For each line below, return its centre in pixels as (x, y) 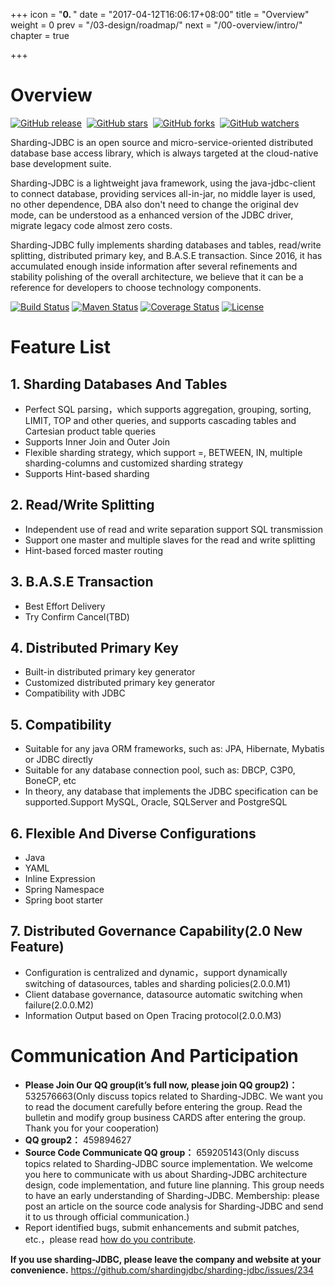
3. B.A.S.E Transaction (82, 582)
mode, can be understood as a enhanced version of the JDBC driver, (152, 215)
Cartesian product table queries (90, 431)
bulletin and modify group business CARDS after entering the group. (165, 1117)
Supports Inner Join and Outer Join (97, 441)
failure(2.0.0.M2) (59, 1005)
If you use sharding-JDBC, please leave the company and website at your (166, 1259)
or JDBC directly (58, 760)
